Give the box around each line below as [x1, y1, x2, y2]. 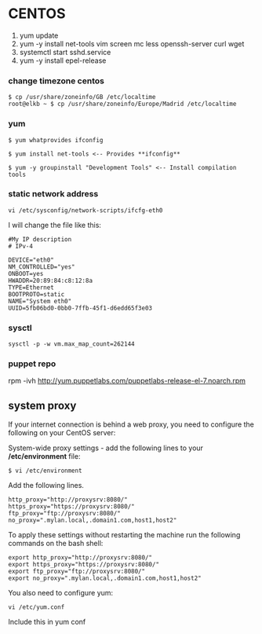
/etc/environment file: [8, 452, 81, 461]
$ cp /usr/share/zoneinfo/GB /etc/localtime [8, 93, 156, 101]
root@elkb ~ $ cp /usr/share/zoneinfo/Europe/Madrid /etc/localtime [8, 100, 237, 108]
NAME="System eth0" [8, 297, 72, 305]
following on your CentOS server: [8, 428, 116, 438]
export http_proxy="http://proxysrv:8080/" [8, 554, 153, 562]
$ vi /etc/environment [8, 467, 82, 475]
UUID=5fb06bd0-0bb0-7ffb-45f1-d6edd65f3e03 [8, 304, 153, 312]
